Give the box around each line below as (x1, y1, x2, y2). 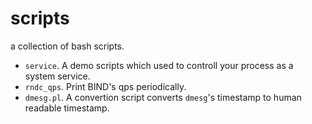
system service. (24, 70, 91, 82)
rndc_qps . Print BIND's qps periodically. (24, 80, 187, 92)
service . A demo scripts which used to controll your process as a (24, 59, 294, 71)
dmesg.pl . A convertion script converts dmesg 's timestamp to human (24, 91, 302, 103)
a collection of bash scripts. (10, 40, 125, 52)
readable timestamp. (24, 102, 110, 114)
